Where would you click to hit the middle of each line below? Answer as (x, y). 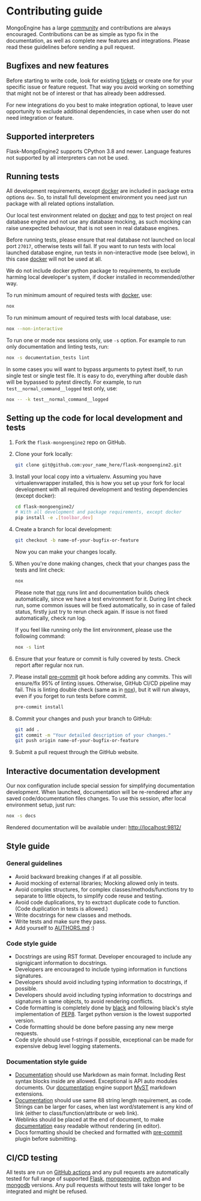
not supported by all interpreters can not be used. (67, 157)
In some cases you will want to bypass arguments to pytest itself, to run (94, 369)
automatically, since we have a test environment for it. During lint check (103, 599)
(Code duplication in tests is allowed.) (61, 908)
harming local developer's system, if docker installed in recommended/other (100, 277)
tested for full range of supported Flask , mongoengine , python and (88, 1179)
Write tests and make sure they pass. (61, 921)
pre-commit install (39, 707)
